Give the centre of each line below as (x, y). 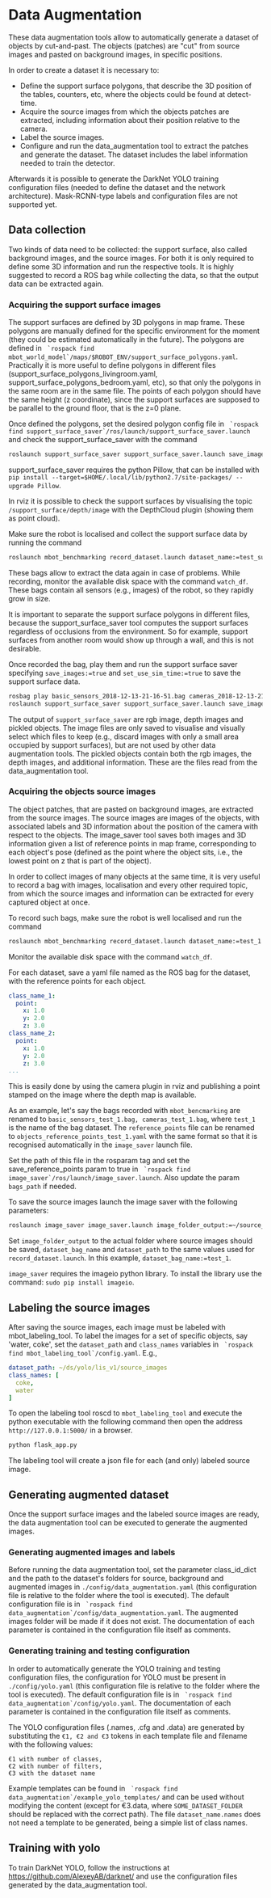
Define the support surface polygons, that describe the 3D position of (136, 86)
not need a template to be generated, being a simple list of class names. (128, 1822)
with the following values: (51, 1744)
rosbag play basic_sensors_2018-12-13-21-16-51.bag (97, 696)
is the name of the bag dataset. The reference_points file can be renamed (131, 1128)
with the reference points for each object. (77, 981)
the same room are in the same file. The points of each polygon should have (135, 391)
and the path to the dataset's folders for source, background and (116, 1579)
